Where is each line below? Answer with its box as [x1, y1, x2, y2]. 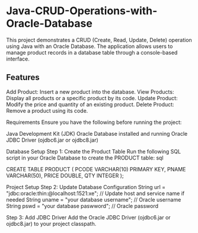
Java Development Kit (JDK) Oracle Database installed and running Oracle [6, 130, 188, 137]
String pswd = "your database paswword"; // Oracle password [6, 202, 159, 209]
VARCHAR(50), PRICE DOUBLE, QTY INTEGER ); [6, 172, 124, 179]
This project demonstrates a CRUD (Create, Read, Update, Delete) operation [6, 36, 193, 43]
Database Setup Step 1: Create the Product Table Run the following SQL [6, 148, 181, 155]
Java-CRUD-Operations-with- [6, 4, 158, 18]
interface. [6, 55, 30, 62]
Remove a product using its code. [6, 107, 88, 114]
